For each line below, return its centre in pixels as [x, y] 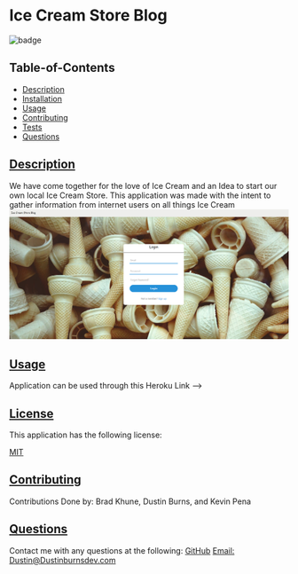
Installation [42, 98]
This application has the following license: [86, 435]
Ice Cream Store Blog [88, 16]
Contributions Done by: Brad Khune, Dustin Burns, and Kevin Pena [130, 501]
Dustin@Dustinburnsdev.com [63, 560]
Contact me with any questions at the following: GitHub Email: [122, 550]
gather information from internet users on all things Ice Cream [122, 204]
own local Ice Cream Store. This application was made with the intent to [140, 195]
